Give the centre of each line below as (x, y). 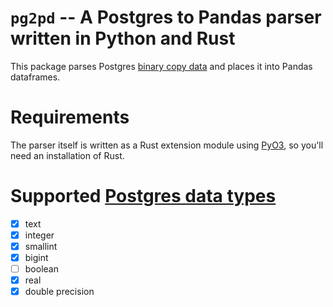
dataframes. (35, 77)
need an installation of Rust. (67, 155)
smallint (41, 246)
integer (39, 235)
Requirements (70, 117)
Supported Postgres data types (143, 196)
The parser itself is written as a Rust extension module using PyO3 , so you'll (167, 145)
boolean (41, 269)
